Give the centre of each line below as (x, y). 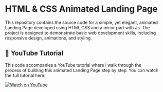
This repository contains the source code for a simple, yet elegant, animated (81, 22)
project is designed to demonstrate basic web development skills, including (81, 33)
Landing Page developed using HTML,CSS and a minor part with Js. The (77, 27)
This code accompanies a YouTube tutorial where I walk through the (73, 65)
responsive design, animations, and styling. (48, 38)
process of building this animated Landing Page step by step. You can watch (82, 70)
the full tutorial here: (25, 75)
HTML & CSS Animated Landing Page (81, 9)
